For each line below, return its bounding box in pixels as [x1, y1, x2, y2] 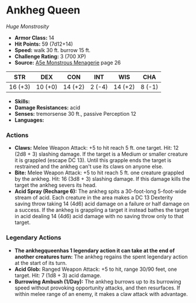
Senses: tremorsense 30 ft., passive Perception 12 [14, 110, 136, 117]
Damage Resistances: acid [14, 104, 80, 111]
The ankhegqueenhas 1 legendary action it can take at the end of [14, 247, 175, 254]
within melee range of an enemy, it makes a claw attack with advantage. [14, 290, 188, 297]
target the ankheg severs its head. [14, 182, 97, 189]
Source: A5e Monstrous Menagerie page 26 [14, 59, 121, 66]
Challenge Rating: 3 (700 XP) [14, 53, 86, 60]
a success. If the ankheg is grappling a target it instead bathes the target [14, 206, 190, 214]
